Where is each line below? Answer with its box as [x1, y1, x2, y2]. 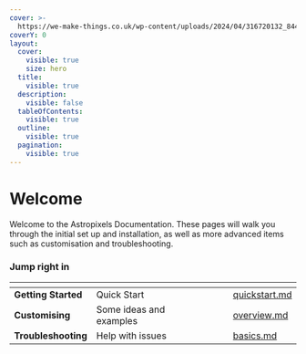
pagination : [17, 141, 64, 150]
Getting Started [14, 288, 83, 301]
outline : [17, 124, 51, 133]
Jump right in [9, 261, 70, 274]
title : [17, 73, 43, 82]
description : [17, 89, 67, 99]
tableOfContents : [17, 107, 84, 116]
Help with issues [96, 329, 167, 342]
